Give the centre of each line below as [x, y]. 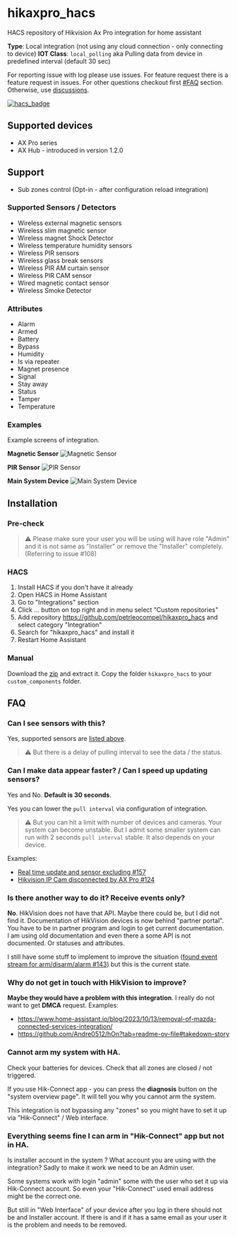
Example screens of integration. [54, 440]
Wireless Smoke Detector [54, 290]
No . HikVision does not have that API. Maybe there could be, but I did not [114, 913]
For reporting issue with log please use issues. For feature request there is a [118, 75]
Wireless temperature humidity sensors [75, 246]
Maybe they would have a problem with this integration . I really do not [111, 998]
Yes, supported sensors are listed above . [67, 739]
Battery [28, 339]
